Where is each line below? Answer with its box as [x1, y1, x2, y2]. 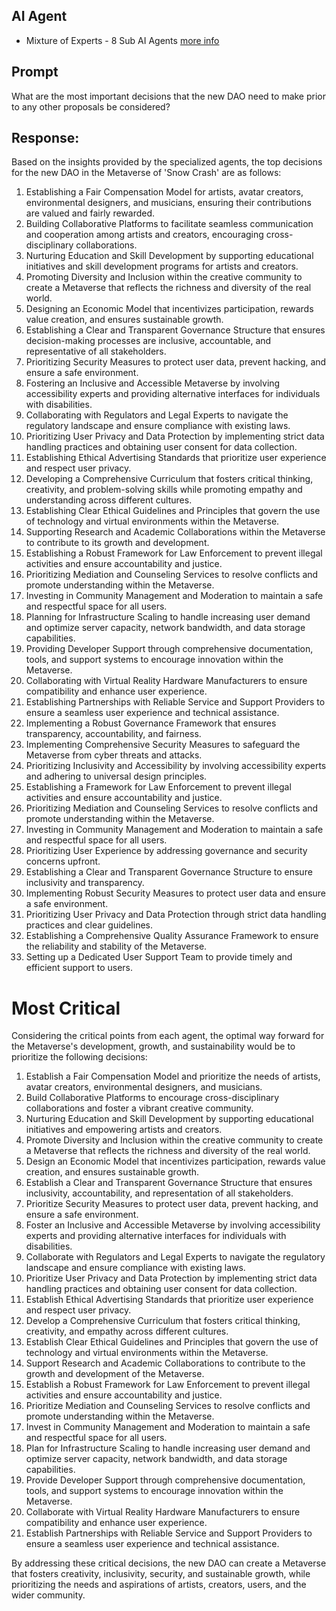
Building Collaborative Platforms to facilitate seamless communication [25, 218, 314, 230]
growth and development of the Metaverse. [25, 1368, 205, 1380]
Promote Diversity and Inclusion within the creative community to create [25, 1134, 324, 1146]
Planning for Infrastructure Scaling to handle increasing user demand [25, 611, 311, 623]
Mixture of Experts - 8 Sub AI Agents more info [25, 34, 220, 46]
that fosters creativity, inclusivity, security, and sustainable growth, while [11, 1568, 311, 1580]
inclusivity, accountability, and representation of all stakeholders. [25, 1187, 294, 1199]
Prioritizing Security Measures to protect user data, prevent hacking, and [25, 356, 327, 368]
